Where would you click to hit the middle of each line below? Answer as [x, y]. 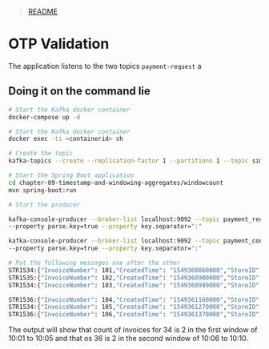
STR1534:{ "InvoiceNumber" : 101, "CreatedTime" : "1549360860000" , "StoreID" [134, 270]
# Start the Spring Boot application [71, 175]
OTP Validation [59, 44]
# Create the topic [41, 154]
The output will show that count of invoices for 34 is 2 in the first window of [133, 330]
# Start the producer [44, 205]
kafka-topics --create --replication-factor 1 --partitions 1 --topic [128, 161]
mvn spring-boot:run [43, 190]
